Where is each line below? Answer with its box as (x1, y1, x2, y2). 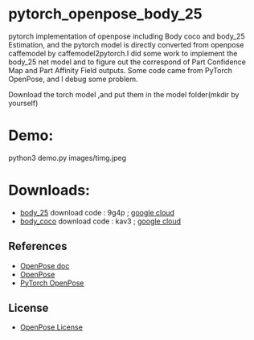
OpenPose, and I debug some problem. (8, 74, 138, 84)
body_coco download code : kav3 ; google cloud (19, 216, 182, 226)
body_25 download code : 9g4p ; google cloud (19, 207, 175, 217)
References (8, 240, 68, 253)
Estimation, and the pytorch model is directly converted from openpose (8, 39, 244, 49)
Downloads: (8, 182, 91, 199)
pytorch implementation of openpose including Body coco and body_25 (8, 31, 245, 41)
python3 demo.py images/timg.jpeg (8, 153, 127, 162)
